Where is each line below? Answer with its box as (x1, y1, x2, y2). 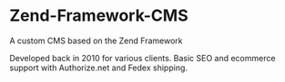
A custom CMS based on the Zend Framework (9, 35, 183, 46)
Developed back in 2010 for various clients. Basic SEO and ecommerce (9, 52, 276, 63)
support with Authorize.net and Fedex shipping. (9, 62, 188, 73)
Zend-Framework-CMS (9, 5, 188, 26)
